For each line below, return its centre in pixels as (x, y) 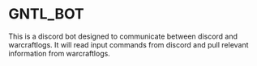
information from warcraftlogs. (60, 53)
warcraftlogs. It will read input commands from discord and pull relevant (128, 44)
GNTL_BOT (47, 14)
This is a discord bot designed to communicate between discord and (123, 36)
